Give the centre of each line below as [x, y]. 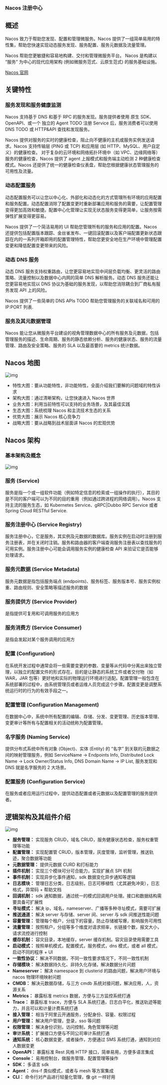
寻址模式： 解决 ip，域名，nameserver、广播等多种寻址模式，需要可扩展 [86, 909]
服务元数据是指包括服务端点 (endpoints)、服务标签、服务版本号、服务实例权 [83, 581]
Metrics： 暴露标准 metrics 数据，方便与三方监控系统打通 [71, 996]
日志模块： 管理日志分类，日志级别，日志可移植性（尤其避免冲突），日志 [86, 884]
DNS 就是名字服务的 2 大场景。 [37, 768]
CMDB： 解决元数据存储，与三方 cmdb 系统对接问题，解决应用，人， [83, 984]
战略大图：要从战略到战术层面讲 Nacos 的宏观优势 [64, 423]
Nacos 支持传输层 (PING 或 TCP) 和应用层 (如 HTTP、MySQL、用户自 [85, 146]
